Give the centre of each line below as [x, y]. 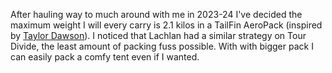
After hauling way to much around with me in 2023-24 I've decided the [156, 14]
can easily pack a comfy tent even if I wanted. [105, 57]
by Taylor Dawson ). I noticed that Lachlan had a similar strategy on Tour [158, 35]
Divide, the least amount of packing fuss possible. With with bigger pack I [162, 46]
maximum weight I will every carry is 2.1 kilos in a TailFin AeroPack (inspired [166, 25]
